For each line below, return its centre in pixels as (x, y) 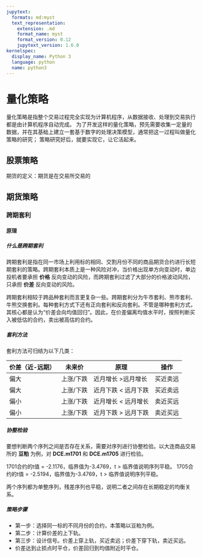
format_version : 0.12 (44, 40)
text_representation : (39, 23)
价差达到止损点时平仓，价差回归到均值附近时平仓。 (78, 548)
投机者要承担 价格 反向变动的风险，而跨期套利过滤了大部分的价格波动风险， (100, 277)
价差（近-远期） (32, 367)
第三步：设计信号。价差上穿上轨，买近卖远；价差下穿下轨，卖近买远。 (102, 540)
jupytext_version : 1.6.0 (48, 46)
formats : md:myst (33, 17)
